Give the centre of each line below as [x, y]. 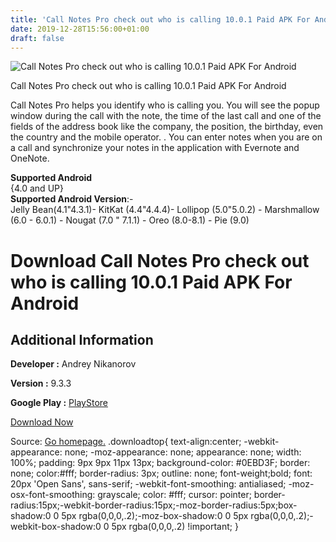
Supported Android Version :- [72, 199]
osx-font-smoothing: [53, 495]
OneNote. [30, 158]
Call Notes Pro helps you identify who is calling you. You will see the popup [165, 105]
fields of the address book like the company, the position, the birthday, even [167, 127]
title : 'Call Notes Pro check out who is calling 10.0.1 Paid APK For [160, 19]
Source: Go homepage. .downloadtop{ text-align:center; [126, 442]
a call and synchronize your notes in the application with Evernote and [155, 148]
